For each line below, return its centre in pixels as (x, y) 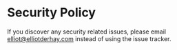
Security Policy (52, 13)
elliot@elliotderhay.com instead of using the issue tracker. (89, 38)
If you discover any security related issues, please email (87, 32)
